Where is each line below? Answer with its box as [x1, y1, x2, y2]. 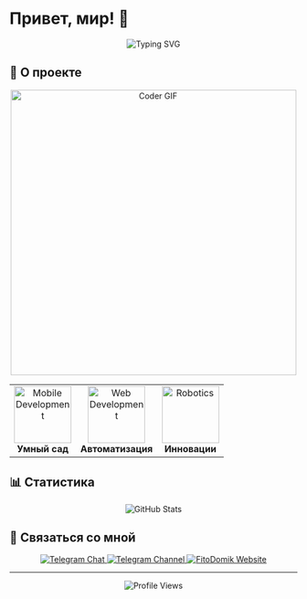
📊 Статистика [9, 475, 95, 490]
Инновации [164, 442, 217, 455]
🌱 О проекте [9, 65, 82, 80]
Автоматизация [80, 442, 153, 455]
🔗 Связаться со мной [9, 530, 136, 545]
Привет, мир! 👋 [9, 8, 130, 29]
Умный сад [16, 442, 69, 455]
